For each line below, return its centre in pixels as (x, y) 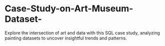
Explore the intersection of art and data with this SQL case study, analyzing (82, 33)
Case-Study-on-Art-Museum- (69, 9)
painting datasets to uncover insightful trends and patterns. (66, 38)
